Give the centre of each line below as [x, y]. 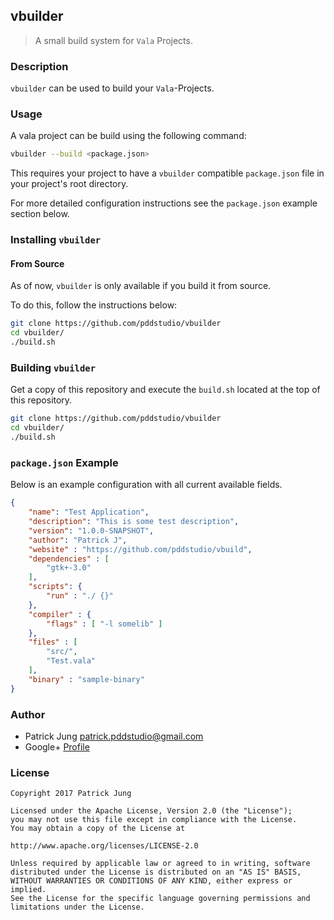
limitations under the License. [77, 907]
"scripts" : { [55, 587]
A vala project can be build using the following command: [128, 136]
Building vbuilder [53, 367]
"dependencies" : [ [69, 559]
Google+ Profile [57, 746]
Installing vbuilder [56, 240]
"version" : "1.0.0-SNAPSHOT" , [91, 530]
